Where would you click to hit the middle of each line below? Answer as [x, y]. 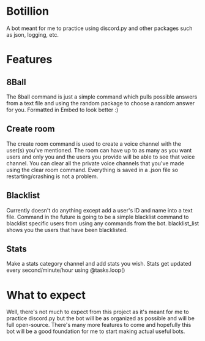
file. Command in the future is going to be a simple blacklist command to [98, 217]
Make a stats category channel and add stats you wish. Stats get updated [99, 264]
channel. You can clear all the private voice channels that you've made [95, 163]
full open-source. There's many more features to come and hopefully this [99, 325]
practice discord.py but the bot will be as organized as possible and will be [100, 318]
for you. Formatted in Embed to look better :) [62, 110]
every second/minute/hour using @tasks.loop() [66, 270]
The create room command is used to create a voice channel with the [94, 144]
